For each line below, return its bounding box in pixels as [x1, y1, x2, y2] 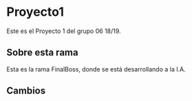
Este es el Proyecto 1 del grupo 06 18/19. [6, 27, 121, 35]
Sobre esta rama [6, 47, 78, 58]
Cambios [6, 85, 46, 97]
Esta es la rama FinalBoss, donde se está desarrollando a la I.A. [6, 65, 186, 73]
